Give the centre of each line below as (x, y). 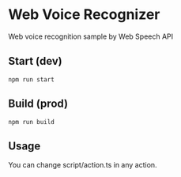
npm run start (32, 79)
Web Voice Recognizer (84, 15)
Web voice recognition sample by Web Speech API (91, 36)
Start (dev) (36, 61)
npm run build (32, 122)
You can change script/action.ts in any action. (83, 165)
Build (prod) (38, 104)
